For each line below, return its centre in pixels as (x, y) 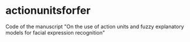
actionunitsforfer (48, 11)
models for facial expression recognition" (55, 32)
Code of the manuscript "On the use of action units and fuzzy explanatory (95, 26)
